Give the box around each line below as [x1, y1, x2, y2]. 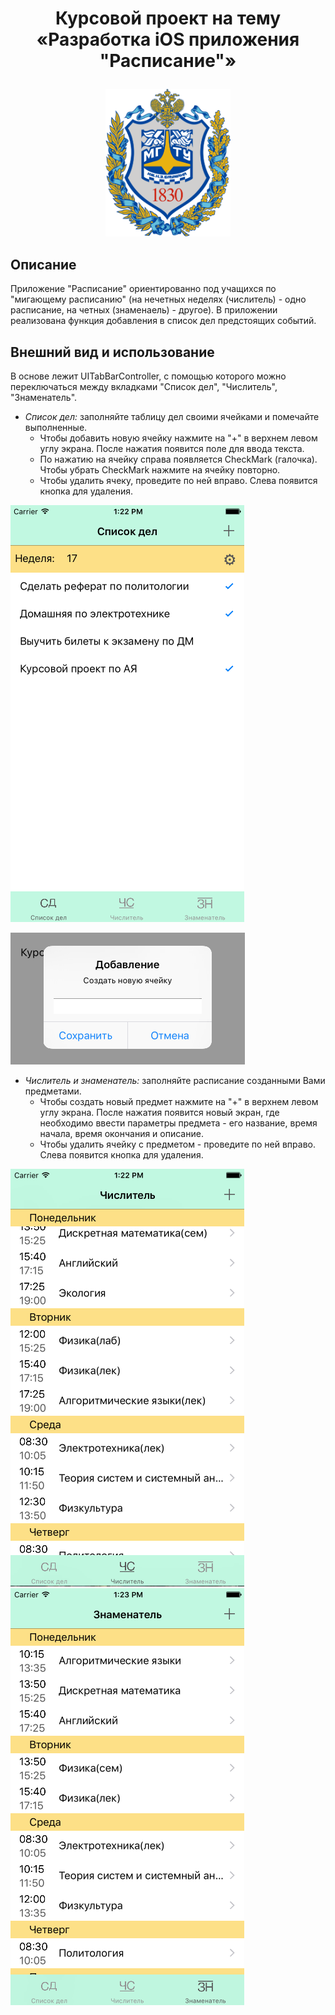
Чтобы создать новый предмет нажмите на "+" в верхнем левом [39, 1096, 319, 1108]
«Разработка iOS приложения [36, 28, 300, 51]
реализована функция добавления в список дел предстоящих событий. [10, 315, 317, 327]
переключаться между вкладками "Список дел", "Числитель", [10, 381, 278, 393]
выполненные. [24, 422, 88, 434]
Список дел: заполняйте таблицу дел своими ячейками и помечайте [24, 411, 320, 423]
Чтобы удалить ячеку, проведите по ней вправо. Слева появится [39, 475, 318, 487]
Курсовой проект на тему [54, 7, 282, 30]
